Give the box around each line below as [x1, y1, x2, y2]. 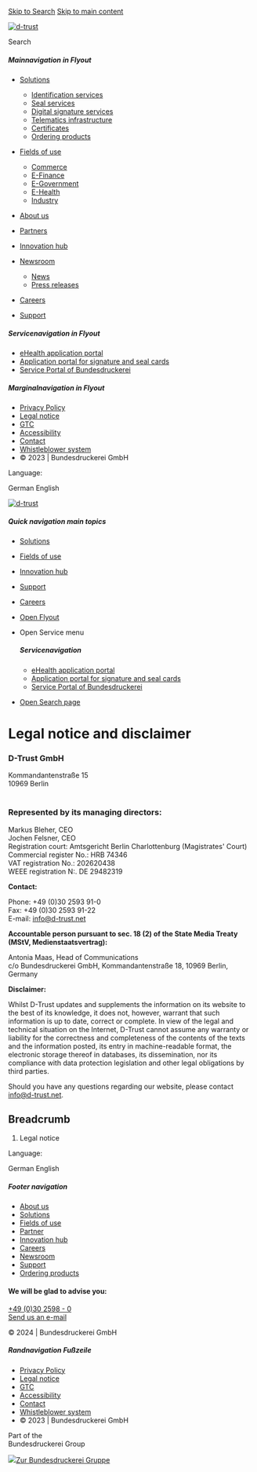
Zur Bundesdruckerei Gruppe [16, 1455, 110, 1464]
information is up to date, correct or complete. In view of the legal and [8, 1016, 233, 1026]
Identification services [31, 90, 103, 99]
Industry [31, 196, 59, 205]
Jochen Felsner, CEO [8, 833, 76, 843]
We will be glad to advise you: [8, 1287, 107, 1295]
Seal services [31, 98, 75, 108]
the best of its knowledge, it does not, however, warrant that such [8, 1008, 220, 1017]
